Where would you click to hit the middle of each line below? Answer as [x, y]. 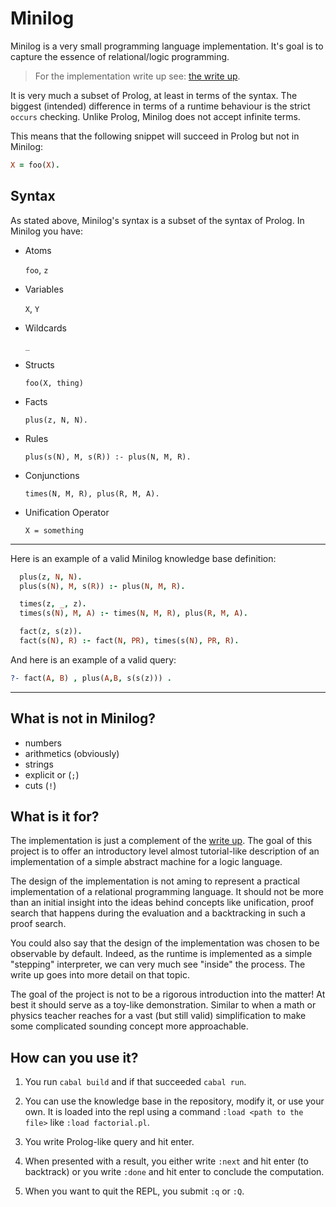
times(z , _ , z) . [53, 604]
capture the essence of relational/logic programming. [120, 56]
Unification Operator [67, 512]
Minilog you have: [46, 231]
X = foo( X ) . [35, 165]
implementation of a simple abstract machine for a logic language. [146, 862]
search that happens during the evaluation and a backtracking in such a [158, 913]
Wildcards [45, 328]
